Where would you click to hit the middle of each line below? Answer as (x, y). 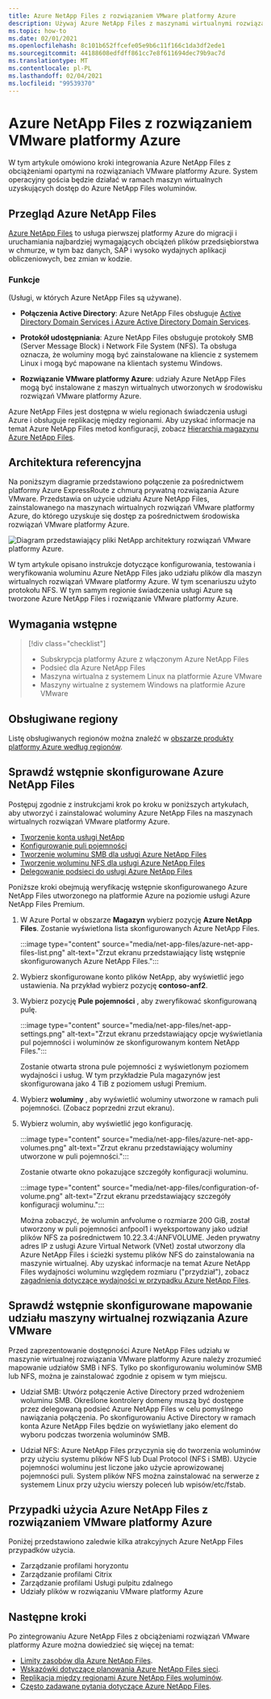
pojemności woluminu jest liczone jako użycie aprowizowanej (122, 1467)
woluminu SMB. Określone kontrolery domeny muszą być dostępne (132, 1400)
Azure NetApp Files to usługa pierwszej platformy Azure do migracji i (123, 233)
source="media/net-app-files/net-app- (167, 1025)
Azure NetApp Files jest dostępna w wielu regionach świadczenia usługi (128, 411)
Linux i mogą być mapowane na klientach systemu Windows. (121, 363)
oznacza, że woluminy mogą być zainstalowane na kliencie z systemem (139, 354)
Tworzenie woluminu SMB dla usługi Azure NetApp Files (113, 854)
